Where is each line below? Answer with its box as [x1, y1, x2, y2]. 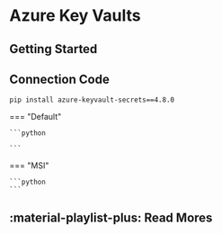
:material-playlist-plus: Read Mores [9, 210, 213, 225]
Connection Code [9, 71, 110, 86]
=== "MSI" [9, 160, 49, 171]
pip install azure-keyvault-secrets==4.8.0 [9, 95, 175, 104]
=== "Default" [9, 112, 62, 122]
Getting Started [9, 41, 98, 57]
